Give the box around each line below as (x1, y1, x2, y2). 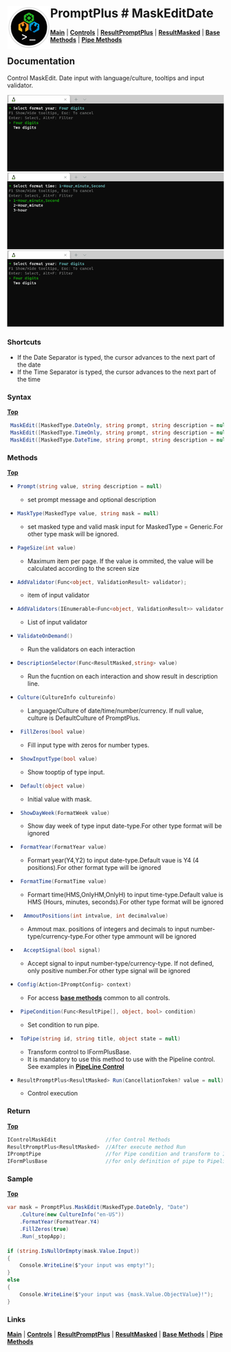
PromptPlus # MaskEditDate (50, 6, 214, 21)
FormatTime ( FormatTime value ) (20, 878, 107, 885)
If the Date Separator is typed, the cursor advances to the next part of (16, 353, 215, 361)
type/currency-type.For (27, 933, 94, 941)
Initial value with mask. (27, 795, 92, 803)
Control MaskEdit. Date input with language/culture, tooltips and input (7, 74, 205, 82)
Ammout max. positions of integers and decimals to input (27, 925, 190, 933)
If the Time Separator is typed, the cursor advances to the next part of (16, 367, 217, 376)
